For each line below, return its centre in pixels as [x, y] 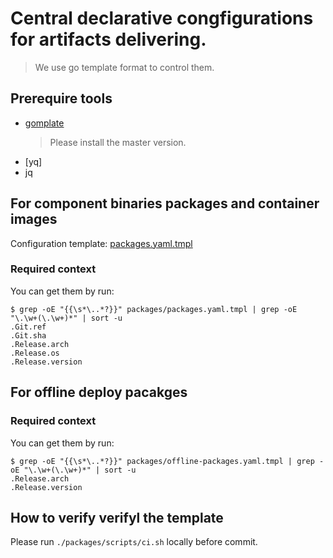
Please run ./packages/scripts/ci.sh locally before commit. [134, 542]
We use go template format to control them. [124, 67]
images [34, 219]
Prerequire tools [61, 98]
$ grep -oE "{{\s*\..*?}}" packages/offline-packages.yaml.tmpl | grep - [167, 461]
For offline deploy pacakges [99, 392]
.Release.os [35, 353]
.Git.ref [28, 327]
